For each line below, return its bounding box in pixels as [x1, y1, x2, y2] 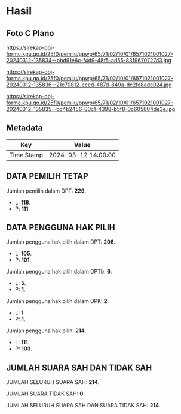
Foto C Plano [6, 28, 54, 38]
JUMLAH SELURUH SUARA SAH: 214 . [6, 379, 100, 386]
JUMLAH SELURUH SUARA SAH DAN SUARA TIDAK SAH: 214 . [6, 402, 161, 409]
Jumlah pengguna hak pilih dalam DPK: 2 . [6, 298, 109, 305]
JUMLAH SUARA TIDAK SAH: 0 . [6, 390, 85, 397]
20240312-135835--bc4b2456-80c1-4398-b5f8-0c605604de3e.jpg [6, 106, 176, 112]
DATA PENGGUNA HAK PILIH [6, 223, 115, 233]
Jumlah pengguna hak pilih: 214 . [6, 327, 87, 334]
